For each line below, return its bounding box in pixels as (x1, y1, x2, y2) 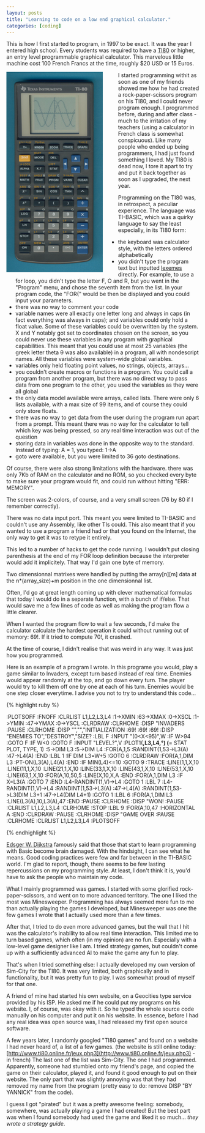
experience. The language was (118, 207, 196, 214)
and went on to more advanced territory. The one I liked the (47, 892, 198, 899)
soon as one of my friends (118, 78, 185, 86)
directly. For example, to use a (118, 271, 194, 278)
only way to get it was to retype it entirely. (6, 534, 112, 541)
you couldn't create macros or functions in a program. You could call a (15, 368, 193, 376)
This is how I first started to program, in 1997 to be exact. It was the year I (6, 40, 192, 48)
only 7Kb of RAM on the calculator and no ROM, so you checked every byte (6, 471, 197, 478)
